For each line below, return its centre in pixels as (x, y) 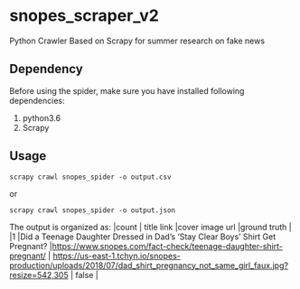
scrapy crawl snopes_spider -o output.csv (90, 177)
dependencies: (37, 100)
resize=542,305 (39, 275)
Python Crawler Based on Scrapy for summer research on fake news (137, 41)
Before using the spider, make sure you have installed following (127, 90)
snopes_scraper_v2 (84, 16)
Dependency (46, 69)
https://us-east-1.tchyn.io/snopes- (117, 256)
